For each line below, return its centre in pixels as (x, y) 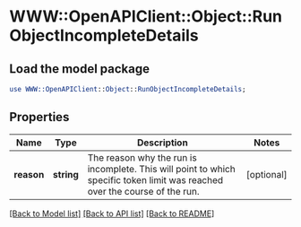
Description (163, 143)
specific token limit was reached (155, 179)
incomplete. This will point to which (161, 169)
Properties (39, 117)
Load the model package (80, 69)
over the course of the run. (143, 191)
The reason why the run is (142, 157)
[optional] (267, 174)
